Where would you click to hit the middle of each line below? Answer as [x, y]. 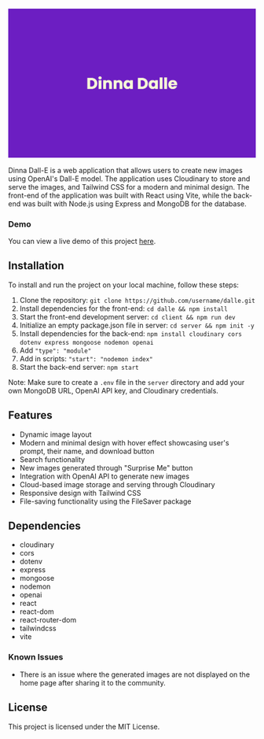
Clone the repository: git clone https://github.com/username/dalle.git [137, 300]
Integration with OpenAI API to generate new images [104, 476]
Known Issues [36, 657]
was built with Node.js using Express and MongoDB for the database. [134, 203]
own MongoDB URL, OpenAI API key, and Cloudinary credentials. [113, 390]
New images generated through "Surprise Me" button [106, 467]
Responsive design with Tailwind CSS [80, 493]
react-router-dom [48, 620]
